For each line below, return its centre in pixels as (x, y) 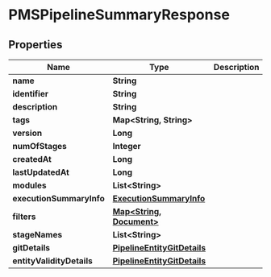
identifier (30, 94)
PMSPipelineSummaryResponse (119, 15)
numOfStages (40, 146)
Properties (35, 45)
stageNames (38, 235)
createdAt (32, 159)
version (27, 133)
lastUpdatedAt (41, 172)
